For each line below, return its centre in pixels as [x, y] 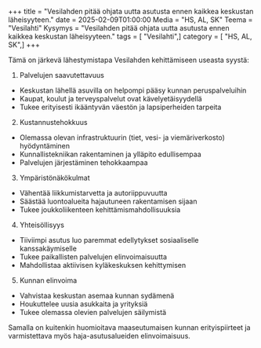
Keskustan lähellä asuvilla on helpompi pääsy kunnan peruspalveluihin [133, 90]
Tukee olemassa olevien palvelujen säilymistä [93, 312]
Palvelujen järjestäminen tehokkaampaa [83, 163]
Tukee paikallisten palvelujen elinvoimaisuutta [93, 257]
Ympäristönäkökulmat [54, 178]
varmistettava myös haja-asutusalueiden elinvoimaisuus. [99, 336]
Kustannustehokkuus [53, 122]
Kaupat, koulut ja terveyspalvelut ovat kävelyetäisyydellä [111, 99]
